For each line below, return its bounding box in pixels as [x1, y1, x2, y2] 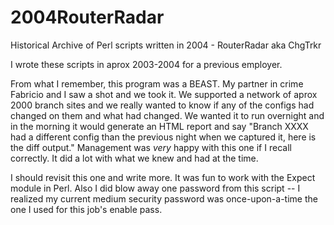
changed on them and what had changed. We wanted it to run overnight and [10, 109, 325, 121]
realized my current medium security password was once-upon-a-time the [10, 192, 318, 205]
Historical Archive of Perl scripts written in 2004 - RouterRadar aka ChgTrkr [10, 39, 322, 51]
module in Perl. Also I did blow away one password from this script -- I [10, 182, 301, 194]
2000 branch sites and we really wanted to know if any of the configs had [10, 99, 315, 111]
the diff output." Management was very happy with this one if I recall [10, 141, 292, 153]
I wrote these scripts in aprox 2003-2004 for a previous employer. [10, 58, 283, 70]
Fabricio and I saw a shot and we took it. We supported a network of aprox [10, 88, 318, 100]
